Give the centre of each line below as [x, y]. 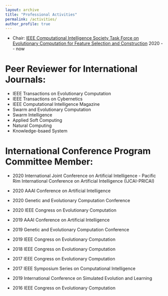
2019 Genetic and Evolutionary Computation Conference [71, 230]
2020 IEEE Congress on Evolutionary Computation [64, 210]
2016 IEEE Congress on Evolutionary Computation [64, 288]
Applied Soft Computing [37, 120]
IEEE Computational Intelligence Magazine [56, 104]
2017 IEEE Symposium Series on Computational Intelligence [74, 268]
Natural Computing [32, 125]
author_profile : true [28, 24]
